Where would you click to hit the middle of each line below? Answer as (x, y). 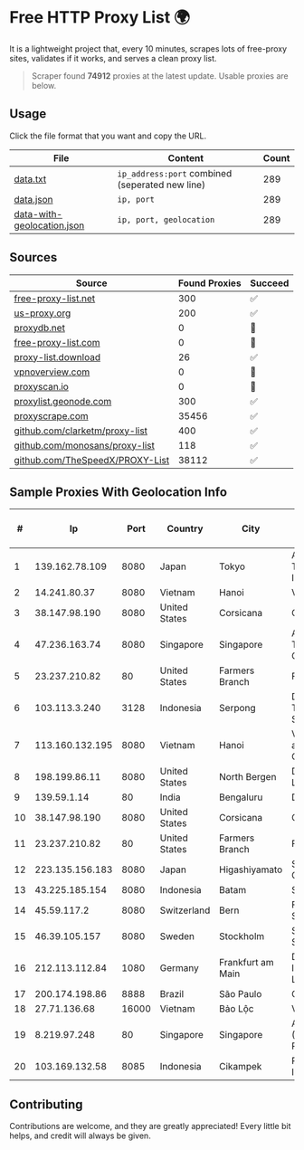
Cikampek (240, 1067)
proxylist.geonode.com (63, 401)
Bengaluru (241, 797)
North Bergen (247, 777)
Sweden (177, 936)
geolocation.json (49, 225)
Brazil (172, 994)
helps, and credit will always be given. (80, 1136)
